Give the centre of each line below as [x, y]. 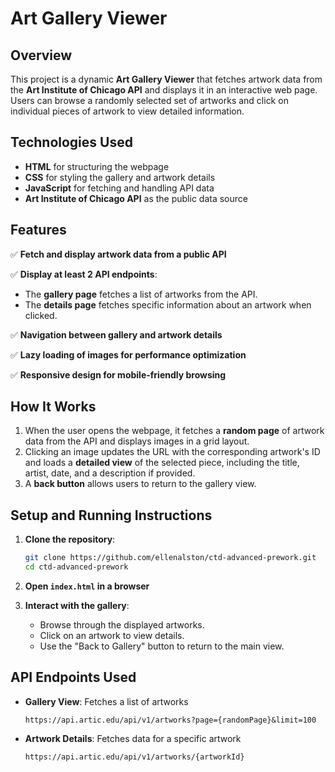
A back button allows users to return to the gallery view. [140, 484]
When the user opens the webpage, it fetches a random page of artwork [174, 431]
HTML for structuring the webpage [97, 166]
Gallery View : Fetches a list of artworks [106, 701]
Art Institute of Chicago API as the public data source [136, 198]
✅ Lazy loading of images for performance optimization [128, 354]
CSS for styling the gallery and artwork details [120, 177]
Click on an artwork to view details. [112, 635]
